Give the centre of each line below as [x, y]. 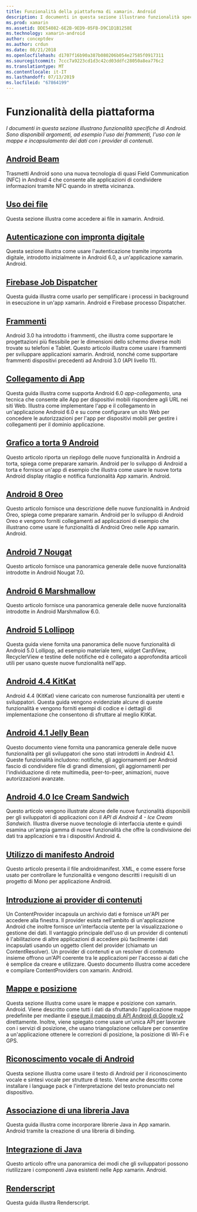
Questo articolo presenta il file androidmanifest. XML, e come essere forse [96, 869]
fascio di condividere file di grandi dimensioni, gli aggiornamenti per [88, 766]
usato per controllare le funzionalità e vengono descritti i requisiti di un [91, 875]
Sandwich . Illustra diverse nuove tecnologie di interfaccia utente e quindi [94, 824]
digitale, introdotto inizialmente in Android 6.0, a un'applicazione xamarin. [95, 257]
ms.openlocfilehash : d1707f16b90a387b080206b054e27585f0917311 [85, 55]
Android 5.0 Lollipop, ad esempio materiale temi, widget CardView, [86, 650]
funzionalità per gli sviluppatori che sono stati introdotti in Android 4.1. [90, 753]
